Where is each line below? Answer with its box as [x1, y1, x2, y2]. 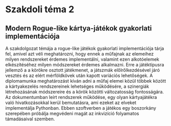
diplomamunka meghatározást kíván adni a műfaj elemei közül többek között [5, 78, 166, 84]
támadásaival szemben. [5, 116, 55, 122]
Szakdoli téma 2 [5, 4, 75, 15]
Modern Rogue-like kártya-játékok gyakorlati [5, 24, 152, 33]
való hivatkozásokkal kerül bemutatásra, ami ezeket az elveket [5, 99, 137, 106]
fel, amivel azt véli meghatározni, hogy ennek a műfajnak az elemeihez [5, 51, 154, 57]
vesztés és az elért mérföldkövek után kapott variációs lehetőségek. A [5, 72, 153, 79]
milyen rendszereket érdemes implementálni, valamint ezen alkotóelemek [5, 56, 160, 62]
